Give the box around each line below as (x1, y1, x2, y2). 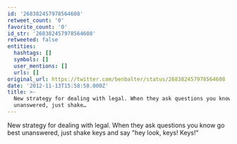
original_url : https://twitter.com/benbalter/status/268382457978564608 (7, 75, 226, 83)
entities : (7, 43, 37, 50)
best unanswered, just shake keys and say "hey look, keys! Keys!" (7, 128, 199, 137)
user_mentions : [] (13, 63, 68, 70)
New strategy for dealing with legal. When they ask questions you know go (7, 121, 225, 129)
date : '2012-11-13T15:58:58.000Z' (7, 82, 109, 89)
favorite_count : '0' (7, 23, 68, 30)
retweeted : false (7, 37, 59, 44)
